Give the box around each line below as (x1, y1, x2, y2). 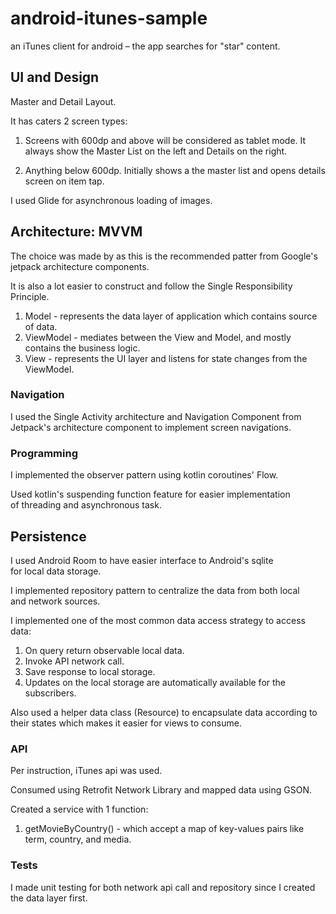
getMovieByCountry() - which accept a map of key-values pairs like (24, 823, 305, 835)
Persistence (10, 528, 87, 545)
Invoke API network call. (24, 655, 125, 667)
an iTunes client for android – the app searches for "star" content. (10, 40, 281, 52)
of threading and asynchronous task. (10, 499, 162, 511)
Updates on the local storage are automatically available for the (24, 676, 287, 688)
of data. (24, 320, 58, 332)
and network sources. (10, 595, 101, 607)
